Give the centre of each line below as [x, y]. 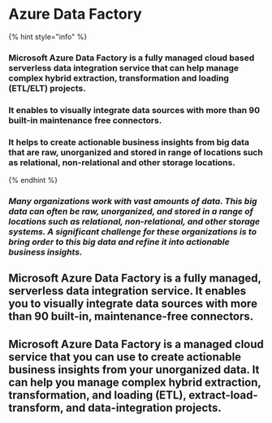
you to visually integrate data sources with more [133, 304]
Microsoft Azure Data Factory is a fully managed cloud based [132, 58]
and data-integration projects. [143, 408]
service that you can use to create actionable [125, 357]
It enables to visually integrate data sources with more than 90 [134, 110]
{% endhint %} [33, 181]
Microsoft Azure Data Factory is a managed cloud [136, 344]
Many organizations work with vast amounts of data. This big [133, 201]
